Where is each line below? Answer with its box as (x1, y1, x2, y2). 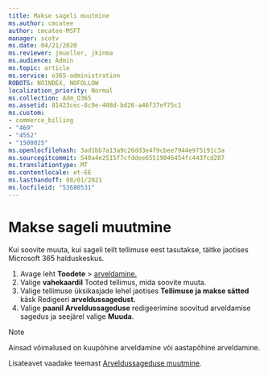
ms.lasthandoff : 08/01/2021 (8, 176, 103, 185)
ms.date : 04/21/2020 (8, 42, 78, 50)
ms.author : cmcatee (8, 19, 74, 27)
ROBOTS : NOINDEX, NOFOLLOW (8, 79, 99, 87)
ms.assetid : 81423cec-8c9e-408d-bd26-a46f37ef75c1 (8, 101, 182, 109)
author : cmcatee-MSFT (8, 27, 81, 35)
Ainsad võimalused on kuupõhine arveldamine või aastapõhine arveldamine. (8, 342, 261, 352)
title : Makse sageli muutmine (8, 11, 110, 20)
